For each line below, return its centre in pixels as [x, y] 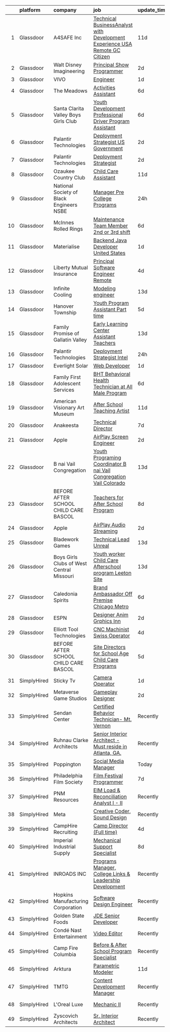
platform [30, 10]
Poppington [67, 764]
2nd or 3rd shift [112, 232]
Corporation [68, 908]
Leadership [107, 880]
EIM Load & [107, 790]
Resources [66, 800]
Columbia [65, 954]
